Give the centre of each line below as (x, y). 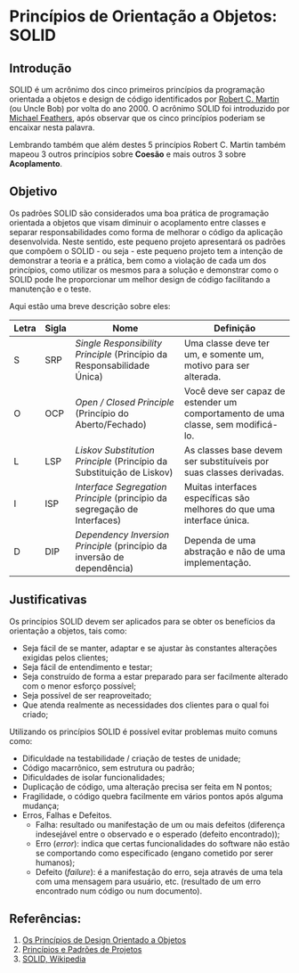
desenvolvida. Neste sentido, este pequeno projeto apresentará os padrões (148, 241)
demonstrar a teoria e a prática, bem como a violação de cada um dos (138, 260)
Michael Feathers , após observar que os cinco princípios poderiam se (137, 118)
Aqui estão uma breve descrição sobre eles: (90, 306)
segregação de (107, 509)
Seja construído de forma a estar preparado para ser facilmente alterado (155, 676)
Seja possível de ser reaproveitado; (87, 695)
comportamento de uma (234, 413)
